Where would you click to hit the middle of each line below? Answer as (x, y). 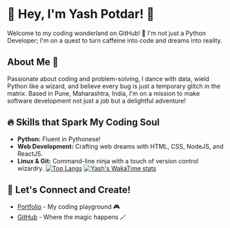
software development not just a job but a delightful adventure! (97, 101)
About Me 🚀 (33, 62)
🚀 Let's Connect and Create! (69, 190)
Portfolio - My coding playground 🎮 (68, 207)
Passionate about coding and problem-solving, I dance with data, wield (108, 79)
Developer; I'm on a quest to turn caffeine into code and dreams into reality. (115, 40)
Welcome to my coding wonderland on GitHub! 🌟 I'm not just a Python (106, 33)
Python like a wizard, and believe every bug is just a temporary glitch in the (114, 86)
